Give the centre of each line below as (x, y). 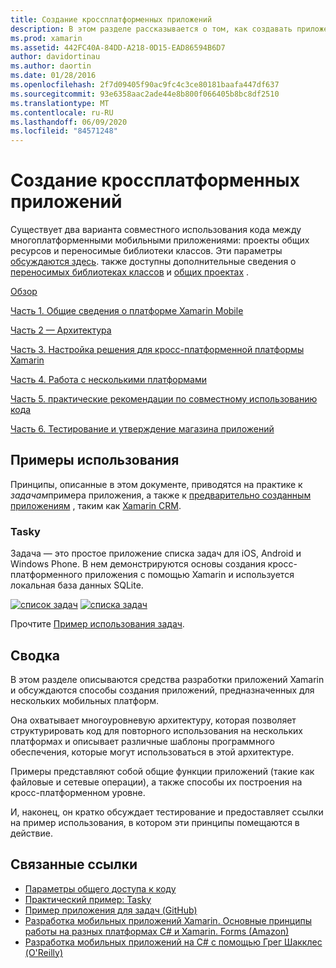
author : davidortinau (55, 57)
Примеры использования (95, 460)
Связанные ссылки (74, 864)
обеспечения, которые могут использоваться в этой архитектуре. (152, 752)
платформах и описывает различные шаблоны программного (142, 741)
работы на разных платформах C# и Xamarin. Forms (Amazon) (157, 931)
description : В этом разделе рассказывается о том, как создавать (151, 29)
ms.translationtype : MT (60, 103)
